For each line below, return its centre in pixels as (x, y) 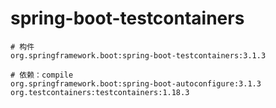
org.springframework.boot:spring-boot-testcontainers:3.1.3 (138, 55)
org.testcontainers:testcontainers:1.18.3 (100, 92)
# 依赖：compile (42, 75)
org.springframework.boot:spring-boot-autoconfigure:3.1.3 (136, 83)
